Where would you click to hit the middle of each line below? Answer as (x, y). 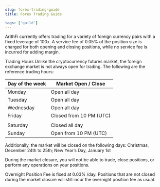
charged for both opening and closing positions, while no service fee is (76, 47)
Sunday (16, 133)
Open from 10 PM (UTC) (79, 133)
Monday (17, 92)
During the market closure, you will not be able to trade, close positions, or (80, 160)
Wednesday (21, 108)
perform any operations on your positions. (47, 165)
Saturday (18, 125)
